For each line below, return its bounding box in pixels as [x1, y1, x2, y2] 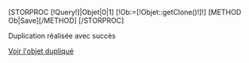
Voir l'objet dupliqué [8, 46, 74, 55]
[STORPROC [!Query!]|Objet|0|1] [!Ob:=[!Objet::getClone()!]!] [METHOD [8, 8, 242, 17]
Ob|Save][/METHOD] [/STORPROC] [8, 16, 125, 25]
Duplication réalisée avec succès [8, 31, 117, 40]
